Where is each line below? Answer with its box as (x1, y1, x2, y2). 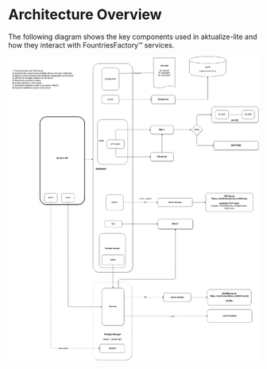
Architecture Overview (8, 6, 162, 24)
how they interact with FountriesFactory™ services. (8, 40, 175, 49)
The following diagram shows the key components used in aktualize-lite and (8, 32, 257, 41)
